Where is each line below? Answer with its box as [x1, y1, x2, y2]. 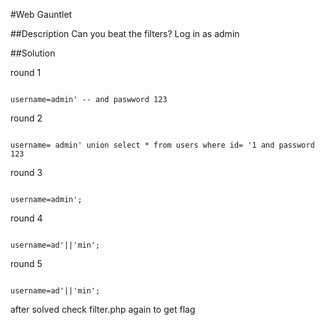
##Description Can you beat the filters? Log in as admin [10, 28, 240, 39]
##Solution [10, 47, 56, 59]
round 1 [10, 67, 42, 78]
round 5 [10, 258, 43, 269]
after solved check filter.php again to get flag [10, 304, 196, 315]
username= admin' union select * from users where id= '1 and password [10, 140, 315, 150]
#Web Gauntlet [10, 9, 73, 20]
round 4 [10, 212, 43, 224]
